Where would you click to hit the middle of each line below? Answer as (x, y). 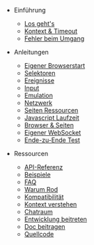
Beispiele (37, 175)
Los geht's (39, 23)
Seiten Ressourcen (51, 110)
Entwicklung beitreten (55, 219)
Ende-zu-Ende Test (52, 140)
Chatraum (39, 212)
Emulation (39, 95)
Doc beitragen (45, 226)
